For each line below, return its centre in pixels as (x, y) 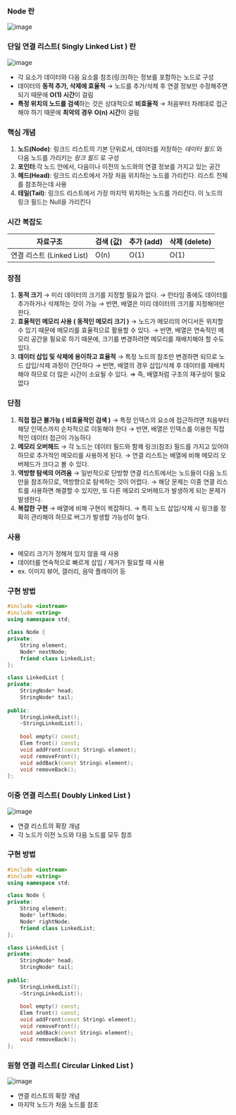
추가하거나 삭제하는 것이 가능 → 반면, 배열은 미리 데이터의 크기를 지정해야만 (121, 304)
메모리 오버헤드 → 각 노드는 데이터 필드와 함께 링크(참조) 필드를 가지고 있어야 (123, 446)
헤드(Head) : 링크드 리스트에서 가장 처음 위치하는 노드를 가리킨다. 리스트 (116, 175)
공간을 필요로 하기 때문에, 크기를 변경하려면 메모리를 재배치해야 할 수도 (128, 339)
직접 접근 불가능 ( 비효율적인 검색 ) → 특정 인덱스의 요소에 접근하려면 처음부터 (123, 420)
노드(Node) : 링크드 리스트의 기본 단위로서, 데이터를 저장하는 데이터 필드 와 (120, 149)
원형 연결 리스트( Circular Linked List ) (70, 1065)
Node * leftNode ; (44, 915)
